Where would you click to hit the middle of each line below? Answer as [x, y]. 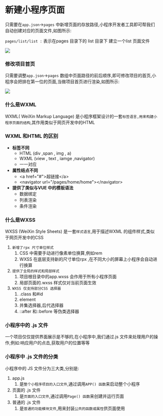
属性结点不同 [25, 170]
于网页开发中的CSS [24, 238]
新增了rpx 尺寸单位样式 [33, 248]
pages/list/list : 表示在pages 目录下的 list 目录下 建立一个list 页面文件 [77, 41]
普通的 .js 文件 [26, 402]
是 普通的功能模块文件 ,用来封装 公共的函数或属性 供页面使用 [72, 408]
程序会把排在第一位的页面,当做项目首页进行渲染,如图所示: [63, 82]
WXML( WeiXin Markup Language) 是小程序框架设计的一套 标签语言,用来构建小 [81, 116]
